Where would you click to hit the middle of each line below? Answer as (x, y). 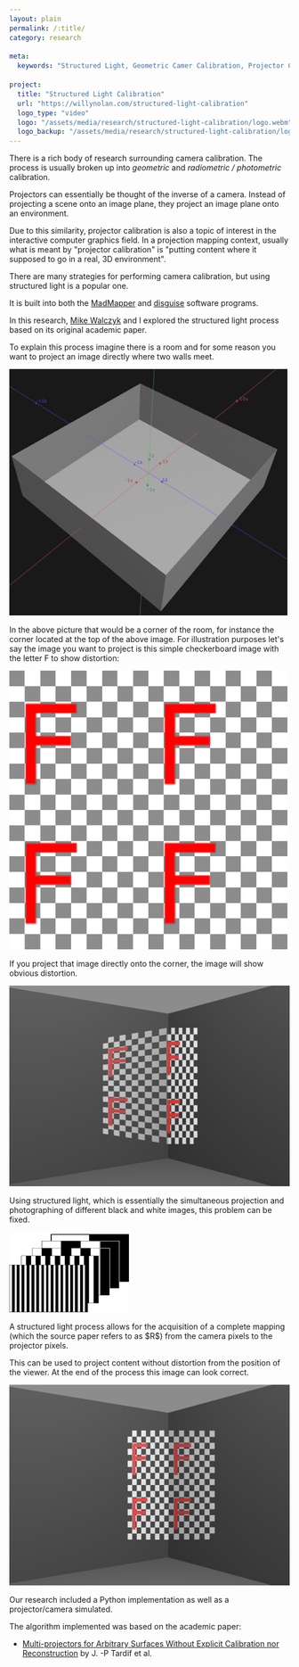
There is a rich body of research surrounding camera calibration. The (136, 158)
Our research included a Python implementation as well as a (119, 1600)
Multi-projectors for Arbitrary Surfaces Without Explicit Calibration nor (150, 1644)
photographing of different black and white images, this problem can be (141, 1210)
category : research (45, 37)
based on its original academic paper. (78, 330)
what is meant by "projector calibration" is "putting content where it (133, 250)
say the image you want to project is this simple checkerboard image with (144, 649)
